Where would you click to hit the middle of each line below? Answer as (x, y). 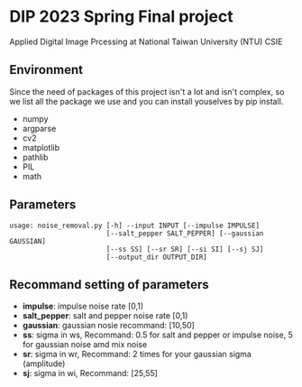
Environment (46, 70)
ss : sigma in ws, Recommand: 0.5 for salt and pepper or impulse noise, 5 (157, 335)
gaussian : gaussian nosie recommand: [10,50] (109, 326)
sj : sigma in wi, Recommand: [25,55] (90, 373)
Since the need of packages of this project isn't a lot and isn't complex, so (147, 91)
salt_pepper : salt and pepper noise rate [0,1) (105, 316)
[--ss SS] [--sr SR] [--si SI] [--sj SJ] (185, 249)
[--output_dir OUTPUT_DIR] (156, 257)
